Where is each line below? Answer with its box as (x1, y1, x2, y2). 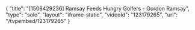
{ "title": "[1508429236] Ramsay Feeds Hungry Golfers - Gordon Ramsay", (5, 5, 190, 12)
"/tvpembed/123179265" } (5, 18, 70, 24)
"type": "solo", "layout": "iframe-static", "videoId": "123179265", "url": (5, 11, 178, 18)
